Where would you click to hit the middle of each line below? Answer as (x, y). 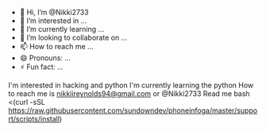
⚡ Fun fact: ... (41, 67)
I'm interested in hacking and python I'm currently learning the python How (131, 85)
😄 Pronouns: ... (45, 58)
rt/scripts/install (34, 119)
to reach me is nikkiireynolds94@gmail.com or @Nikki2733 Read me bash (129, 94)
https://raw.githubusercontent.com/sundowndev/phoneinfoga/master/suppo (133, 110)
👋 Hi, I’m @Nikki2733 (54, 12)
